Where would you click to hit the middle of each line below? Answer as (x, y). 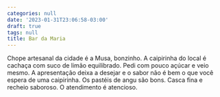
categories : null (32, 13)
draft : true (24, 26)
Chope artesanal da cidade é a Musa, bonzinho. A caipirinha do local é (107, 58)
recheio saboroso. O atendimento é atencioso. (73, 87)
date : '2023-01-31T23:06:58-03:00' (58, 20)
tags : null (23, 32)
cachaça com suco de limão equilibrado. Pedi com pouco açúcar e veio (108, 66)
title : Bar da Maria (37, 39)
